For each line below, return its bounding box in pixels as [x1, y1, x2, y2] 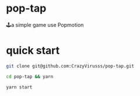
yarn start [6, 84, 33, 90]
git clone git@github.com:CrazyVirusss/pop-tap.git [6, 63, 134, 69]
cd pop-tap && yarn [6, 73, 54, 80]
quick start [6, 44, 60, 57]
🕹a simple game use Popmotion [6, 21, 84, 28]
